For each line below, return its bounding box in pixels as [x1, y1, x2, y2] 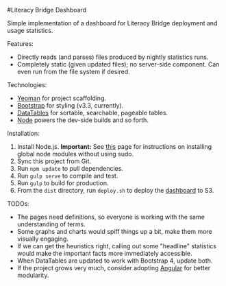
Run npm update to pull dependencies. [16, 165, 123, 172]
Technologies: [7, 81, 47, 88]
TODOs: [7, 200, 29, 208]
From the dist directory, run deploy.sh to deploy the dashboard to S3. [16, 187, 214, 194]
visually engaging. [16, 235, 68, 243]
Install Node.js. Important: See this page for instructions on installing [16, 143, 212, 150]
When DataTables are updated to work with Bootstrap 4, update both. [16, 257, 213, 265]
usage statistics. [7, 27, 53, 34]
